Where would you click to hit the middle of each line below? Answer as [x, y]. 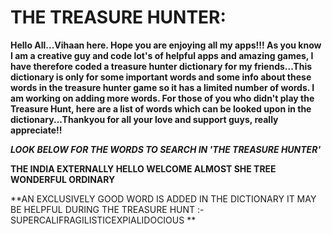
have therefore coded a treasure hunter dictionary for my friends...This [161, 66]
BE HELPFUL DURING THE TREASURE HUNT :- [107, 209]
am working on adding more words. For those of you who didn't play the [162, 98]
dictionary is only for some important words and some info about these [161, 77]
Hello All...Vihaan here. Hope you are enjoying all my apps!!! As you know [166, 45]
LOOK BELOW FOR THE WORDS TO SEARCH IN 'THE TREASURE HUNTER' [166, 149]
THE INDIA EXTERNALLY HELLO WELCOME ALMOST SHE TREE [143, 168]
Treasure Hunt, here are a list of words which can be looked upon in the [161, 108]
